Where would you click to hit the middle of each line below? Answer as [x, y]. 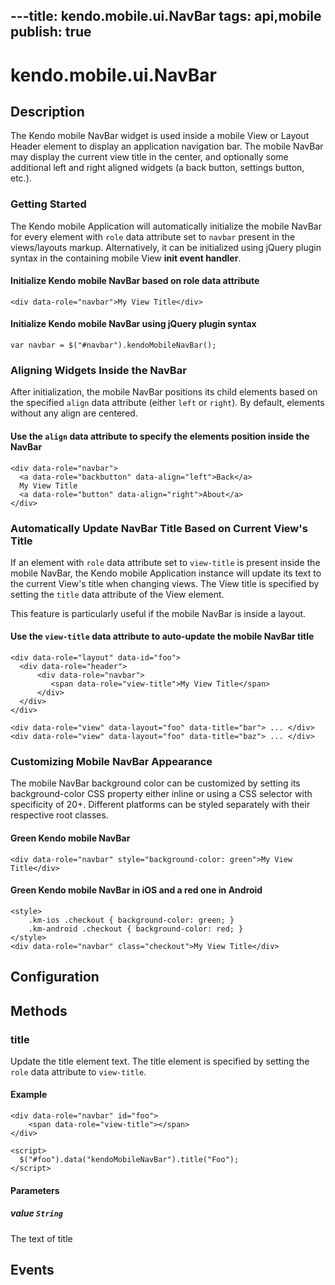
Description [47, 111]
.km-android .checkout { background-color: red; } [136, 929]
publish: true [51, 32]
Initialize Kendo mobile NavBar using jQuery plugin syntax [133, 324]
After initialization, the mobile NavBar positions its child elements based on [164, 392]
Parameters [35, 1190]
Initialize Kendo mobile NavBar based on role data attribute [135, 281]
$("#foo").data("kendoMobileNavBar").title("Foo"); [129, 1160]
